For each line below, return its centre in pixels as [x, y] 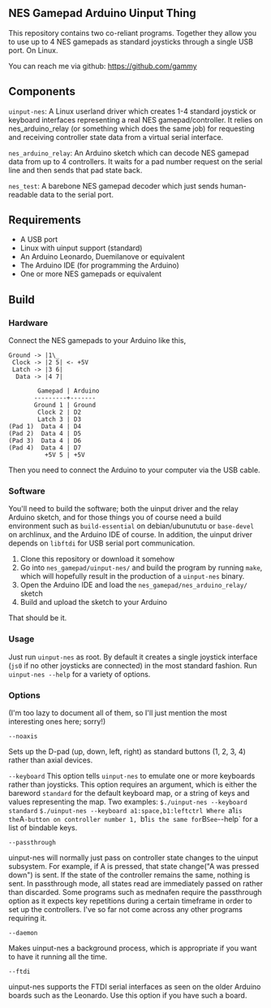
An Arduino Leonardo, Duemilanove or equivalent [102, 257]
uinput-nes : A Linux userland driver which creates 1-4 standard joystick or [133, 111]
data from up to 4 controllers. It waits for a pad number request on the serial [135, 161]
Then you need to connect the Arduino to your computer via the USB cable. [135, 470]
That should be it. [38, 618]
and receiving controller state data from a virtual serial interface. [116, 137]
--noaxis [23, 736]
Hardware [28, 323]
